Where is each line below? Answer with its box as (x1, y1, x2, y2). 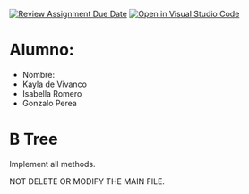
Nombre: (21, 69, 56, 80)
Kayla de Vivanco (21, 79, 88, 89)
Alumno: (9, 40, 74, 60)
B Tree (9, 130, 58, 149)
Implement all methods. (9, 158, 96, 169)
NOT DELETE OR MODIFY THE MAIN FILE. (9, 175, 166, 187)
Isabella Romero (21, 88, 82, 98)
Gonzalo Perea (21, 97, 78, 108)
